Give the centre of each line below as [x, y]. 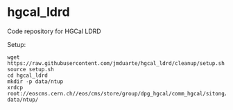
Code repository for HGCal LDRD [54, 31]
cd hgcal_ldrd [28, 75]
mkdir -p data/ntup [35, 81]
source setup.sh [31, 69]
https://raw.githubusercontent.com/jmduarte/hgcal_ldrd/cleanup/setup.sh [116, 63]
